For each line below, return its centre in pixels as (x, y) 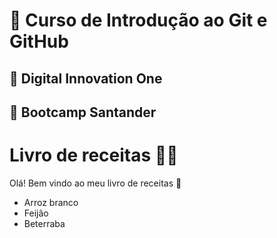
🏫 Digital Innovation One (86, 78)
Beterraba (44, 223)
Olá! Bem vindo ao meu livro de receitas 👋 (95, 183)
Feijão (36, 213)
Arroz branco (51, 202)
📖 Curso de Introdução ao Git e (138, 20)
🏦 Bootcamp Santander (83, 112)
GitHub (39, 41)
